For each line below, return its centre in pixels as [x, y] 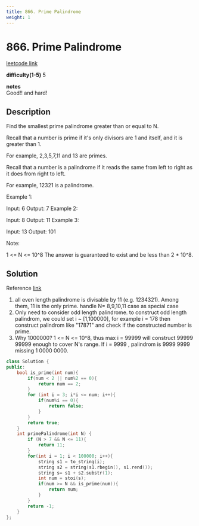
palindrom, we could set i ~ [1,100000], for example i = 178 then [93, 319]
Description [28, 112]
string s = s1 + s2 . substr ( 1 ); [75, 473]
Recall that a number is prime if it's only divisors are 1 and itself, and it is [94, 138]
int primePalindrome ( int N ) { [55, 434]
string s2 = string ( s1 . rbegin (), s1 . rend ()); [95, 467]
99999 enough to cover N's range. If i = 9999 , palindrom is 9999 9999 [102, 344]
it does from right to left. [36, 174]
